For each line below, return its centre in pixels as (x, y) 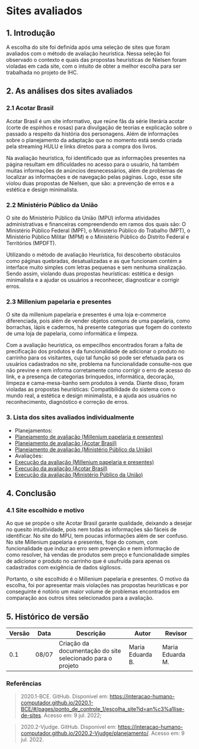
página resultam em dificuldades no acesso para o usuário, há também (93, 164)
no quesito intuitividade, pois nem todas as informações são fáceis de (91, 529)
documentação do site (90, 651)
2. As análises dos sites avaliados (70, 91)
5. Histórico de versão (47, 617)
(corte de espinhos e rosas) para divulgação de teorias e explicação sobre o (99, 127)
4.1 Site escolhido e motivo (45, 510)
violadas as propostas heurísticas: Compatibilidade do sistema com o (91, 389)
